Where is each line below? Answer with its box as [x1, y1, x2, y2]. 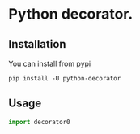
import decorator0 [8, 118, 70, 126]
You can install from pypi [8, 58, 91, 68]
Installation [8, 37, 66, 51]
